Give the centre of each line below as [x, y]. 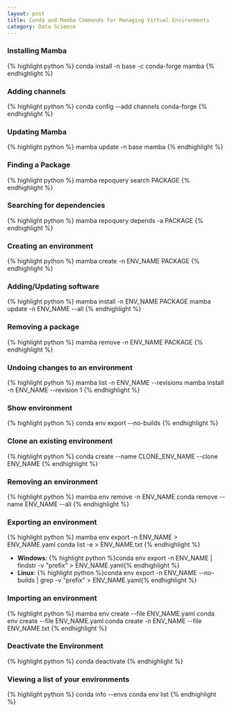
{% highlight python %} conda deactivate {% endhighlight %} [95, 661]
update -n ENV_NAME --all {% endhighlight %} [74, 309]
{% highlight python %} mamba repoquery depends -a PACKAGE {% [105, 220]
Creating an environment [50, 246]
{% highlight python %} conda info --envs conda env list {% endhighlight [112, 695]
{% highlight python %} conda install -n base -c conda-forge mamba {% [111, 66]
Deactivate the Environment [56, 646]
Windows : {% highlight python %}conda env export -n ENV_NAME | [115, 558]
